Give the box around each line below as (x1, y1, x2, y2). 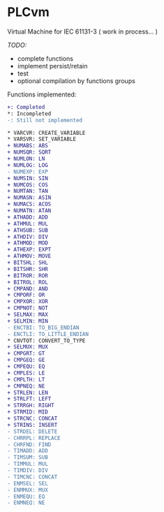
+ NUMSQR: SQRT (7, 149, 52, 156)
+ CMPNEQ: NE (7, 382, 45, 390)
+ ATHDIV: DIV (7, 233, 49, 240)
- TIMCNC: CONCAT (7, 473, 58, 481)
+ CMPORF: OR (7, 291, 45, 299)
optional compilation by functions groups (17, 76, 136, 85)
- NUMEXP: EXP (7, 168, 49, 175)
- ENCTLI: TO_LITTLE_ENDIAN (7, 330, 89, 337)
